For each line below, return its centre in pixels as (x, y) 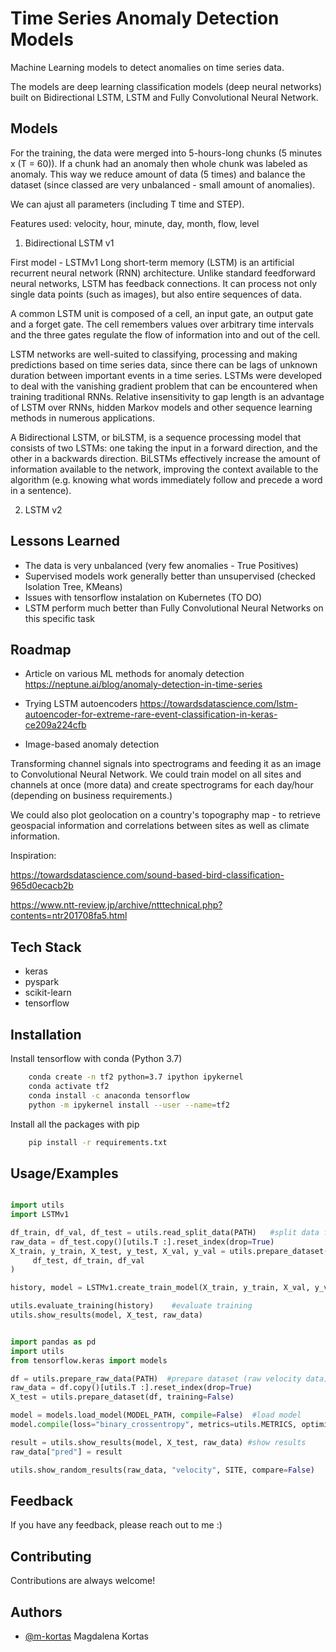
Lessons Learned (65, 541)
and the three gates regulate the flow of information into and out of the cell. (165, 334)
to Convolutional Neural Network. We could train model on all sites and (156, 774)
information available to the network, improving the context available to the (164, 469)
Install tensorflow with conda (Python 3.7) (96, 1058)
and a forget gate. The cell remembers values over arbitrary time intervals (162, 324)
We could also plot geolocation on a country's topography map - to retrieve (165, 815)
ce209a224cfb (55, 725)
